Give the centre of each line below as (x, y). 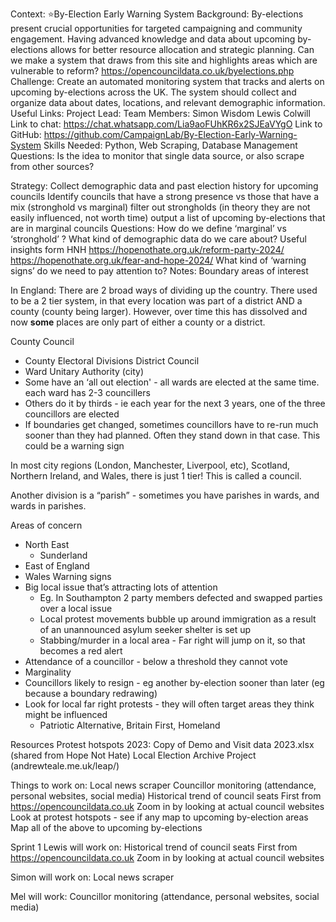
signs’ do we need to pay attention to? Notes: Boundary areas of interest (159, 271)
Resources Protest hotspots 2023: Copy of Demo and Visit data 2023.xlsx (162, 744)
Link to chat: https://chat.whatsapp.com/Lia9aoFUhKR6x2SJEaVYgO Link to (166, 124)
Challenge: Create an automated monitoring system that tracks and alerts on (167, 81)
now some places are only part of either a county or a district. (138, 322)
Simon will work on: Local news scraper (92, 877)
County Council (42, 341)
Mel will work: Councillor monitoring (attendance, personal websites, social (165, 896)
